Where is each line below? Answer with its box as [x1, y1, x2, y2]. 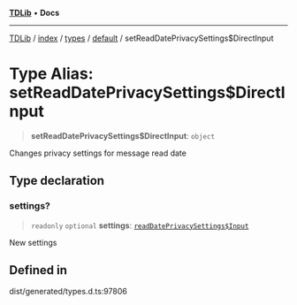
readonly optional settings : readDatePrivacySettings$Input [30, 220, 249, 231]
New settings [9, 237, 57, 248]
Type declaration [9, 173, 104, 188]
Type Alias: [9, 64, 95, 84]
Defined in [9, 263, 68, 278]
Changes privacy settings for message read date [9, 148, 187, 158]
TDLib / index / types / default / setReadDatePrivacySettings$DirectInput [9, 33, 274, 43]
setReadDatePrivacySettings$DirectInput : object [30, 130, 215, 141]
